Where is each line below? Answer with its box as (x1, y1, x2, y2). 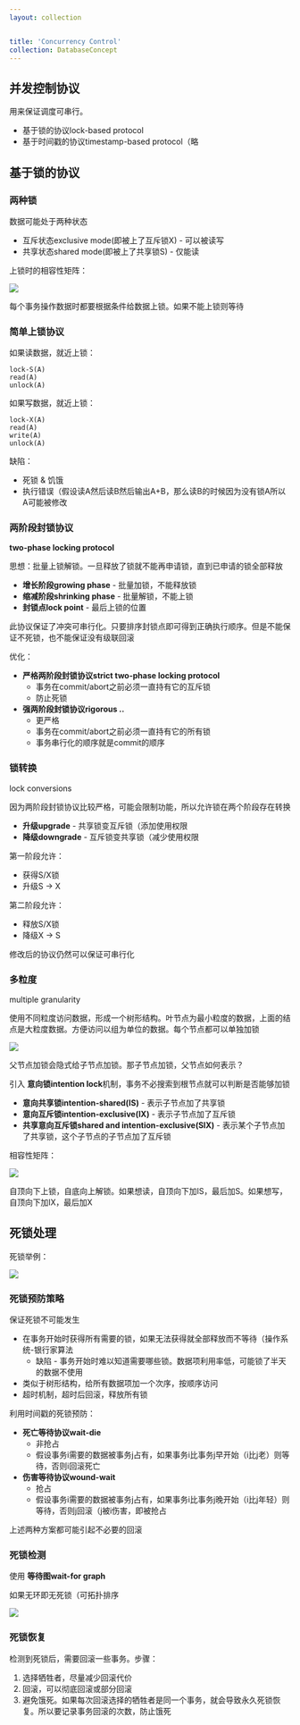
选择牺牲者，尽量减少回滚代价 (21, 1672, 132, 1683)
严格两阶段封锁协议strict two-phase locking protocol (21, 670, 221, 681)
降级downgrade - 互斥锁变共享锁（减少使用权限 (21, 831, 199, 842)
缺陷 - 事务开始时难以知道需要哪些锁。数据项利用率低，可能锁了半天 (35, 1356, 287, 1367)
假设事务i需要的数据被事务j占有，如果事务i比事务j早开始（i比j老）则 (35, 1450, 282, 1460)
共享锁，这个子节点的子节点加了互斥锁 (29, 1132, 171, 1142)
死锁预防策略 (9, 1292, 65, 1305)
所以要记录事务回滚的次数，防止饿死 (37, 1705, 171, 1716)
